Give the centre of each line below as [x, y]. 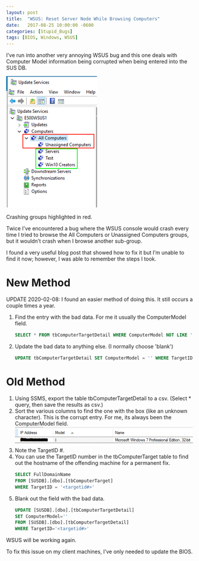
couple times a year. [31, 306]
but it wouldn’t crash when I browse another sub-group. [74, 241]
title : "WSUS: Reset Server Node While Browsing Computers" [83, 19]
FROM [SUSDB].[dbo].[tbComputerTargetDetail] [72, 522]
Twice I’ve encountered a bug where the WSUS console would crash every [97, 229]
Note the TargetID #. [40, 450]
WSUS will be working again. [41, 540]
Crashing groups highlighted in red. [49, 217]
